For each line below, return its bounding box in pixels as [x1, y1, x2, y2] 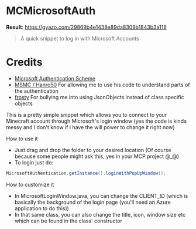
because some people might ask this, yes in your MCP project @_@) [14, 153, 180, 160]
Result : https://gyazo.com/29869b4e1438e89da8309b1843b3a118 [6, 23, 167, 31]
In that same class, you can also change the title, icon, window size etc [14, 211, 186, 218]
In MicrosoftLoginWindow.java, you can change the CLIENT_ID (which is [14, 192, 188, 199]
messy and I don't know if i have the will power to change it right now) [6, 123, 176, 130]
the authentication [14, 87, 59, 95]
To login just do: [14, 159, 54, 166]
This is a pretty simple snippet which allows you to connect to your [6, 111, 167, 118]
